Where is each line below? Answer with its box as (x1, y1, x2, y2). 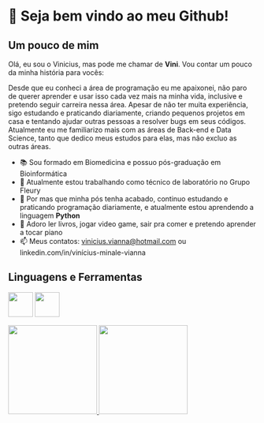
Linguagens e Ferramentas (8, 271, 143, 284)
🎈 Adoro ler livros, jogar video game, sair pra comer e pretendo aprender (19, 219, 256, 228)
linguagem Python (19, 211, 80, 220)
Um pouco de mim (8, 39, 99, 52)
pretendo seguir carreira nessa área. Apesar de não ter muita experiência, (8, 100, 248, 109)
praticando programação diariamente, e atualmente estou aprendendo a (19, 203, 255, 211)
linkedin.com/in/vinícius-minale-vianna (19, 248, 146, 257)
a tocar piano (19, 228, 63, 237)
